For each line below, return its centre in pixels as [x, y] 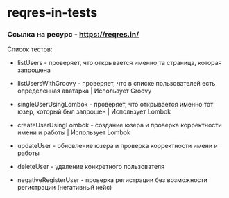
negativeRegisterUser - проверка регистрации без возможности [112, 180]
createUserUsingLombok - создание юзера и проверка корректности [119, 125]
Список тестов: [30, 49]
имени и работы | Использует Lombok [74, 132]
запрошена [34, 70]
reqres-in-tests [52, 13]
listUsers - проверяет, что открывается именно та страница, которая [119, 63]
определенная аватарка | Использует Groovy [84, 91]
